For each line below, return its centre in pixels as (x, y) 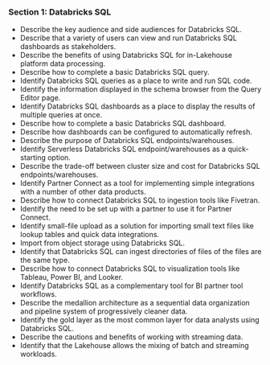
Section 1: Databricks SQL (60, 12)
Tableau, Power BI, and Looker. (71, 277)
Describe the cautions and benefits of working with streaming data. (131, 337)
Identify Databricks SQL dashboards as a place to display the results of (137, 106)
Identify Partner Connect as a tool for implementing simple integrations (137, 183)
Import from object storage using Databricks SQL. (102, 243)
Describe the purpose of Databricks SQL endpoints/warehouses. (127, 141)
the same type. (45, 260)
